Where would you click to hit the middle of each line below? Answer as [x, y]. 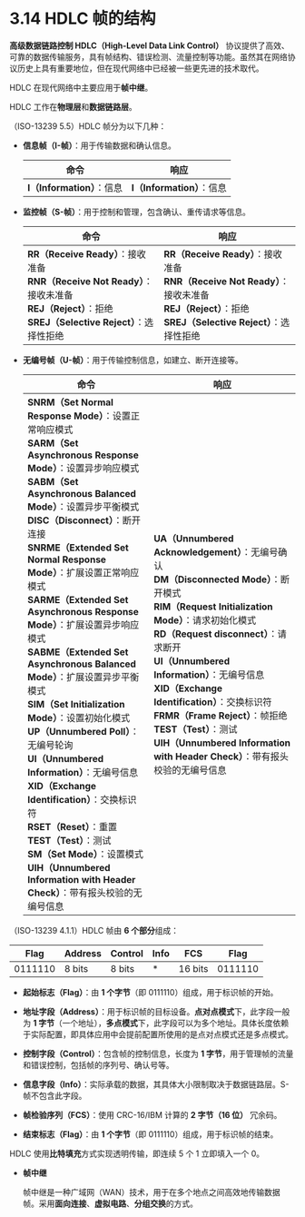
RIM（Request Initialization [214, 607]
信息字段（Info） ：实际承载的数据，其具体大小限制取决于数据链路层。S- [156, 1084]
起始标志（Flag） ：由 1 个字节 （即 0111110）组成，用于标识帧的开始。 [150, 992]
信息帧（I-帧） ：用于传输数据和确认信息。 [99, 145]
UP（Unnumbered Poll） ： [83, 731]
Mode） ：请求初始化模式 [205, 620]
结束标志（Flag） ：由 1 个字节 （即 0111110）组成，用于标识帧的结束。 [150, 1134]
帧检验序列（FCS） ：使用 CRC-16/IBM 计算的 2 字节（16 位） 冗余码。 [152, 1114]
